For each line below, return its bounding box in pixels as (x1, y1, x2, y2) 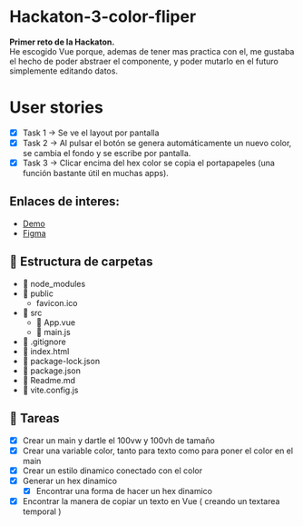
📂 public (22, 288, 54, 299)
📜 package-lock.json (22, 355, 101, 366)
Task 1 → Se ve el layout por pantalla (22, 127, 160, 138)
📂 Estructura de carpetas (9, 254, 153, 270)
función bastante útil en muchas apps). (22, 168, 170, 179)
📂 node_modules (22, 278, 86, 289)
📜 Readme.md (22, 374, 75, 385)
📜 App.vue (35, 316, 75, 328)
